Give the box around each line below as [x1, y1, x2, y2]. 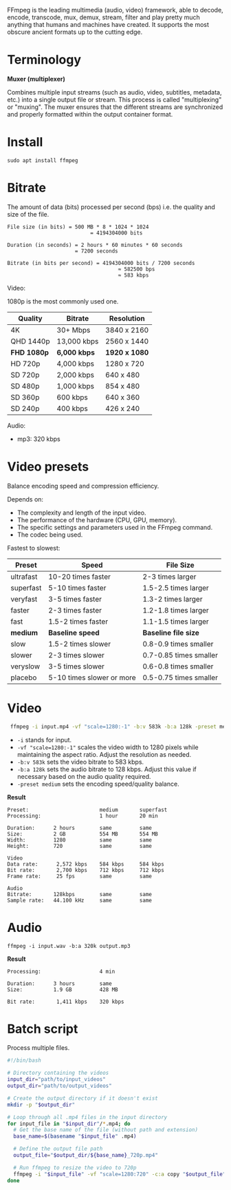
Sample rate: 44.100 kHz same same [7, 897, 153, 904]
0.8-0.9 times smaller [142, 639, 214, 648]
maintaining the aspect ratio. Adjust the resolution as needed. [16, 750, 191, 758]
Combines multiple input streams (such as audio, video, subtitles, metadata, [7, 88, 222, 96]
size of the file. [7, 210, 49, 218]
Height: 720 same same [7, 842, 153, 849]
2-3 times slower [47, 650, 105, 660]
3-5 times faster [47, 594, 102, 604]
